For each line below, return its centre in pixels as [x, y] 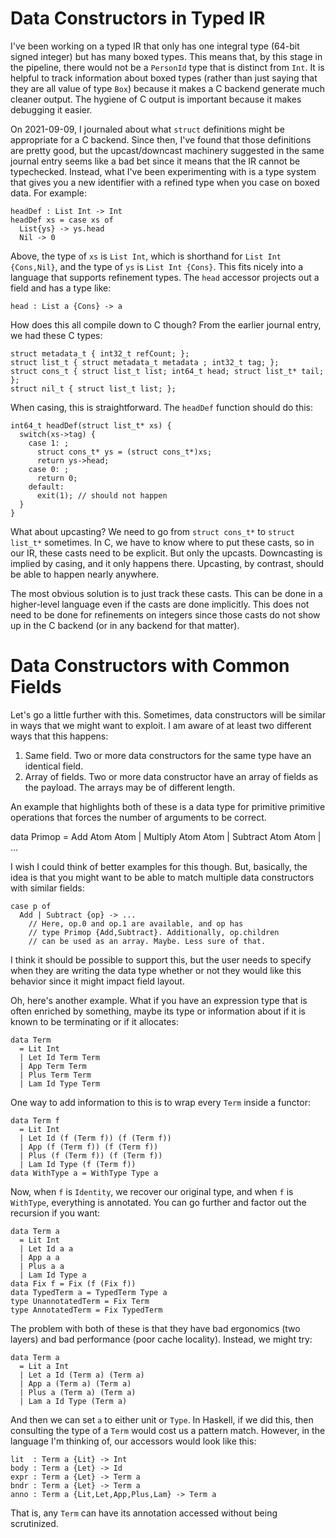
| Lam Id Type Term [60, 1083]
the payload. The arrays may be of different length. [130, 787]
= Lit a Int [44, 1366]
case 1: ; [49, 443]
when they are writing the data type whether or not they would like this [156, 970]
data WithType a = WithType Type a [84, 1173]
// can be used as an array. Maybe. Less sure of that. [147, 941]
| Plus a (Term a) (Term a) [78, 1392]
